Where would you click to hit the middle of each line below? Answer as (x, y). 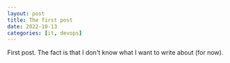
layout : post (26, 13)
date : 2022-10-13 (32, 26)
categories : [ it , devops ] (44, 33)
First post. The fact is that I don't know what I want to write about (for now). (115, 53)
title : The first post (40, 20)
